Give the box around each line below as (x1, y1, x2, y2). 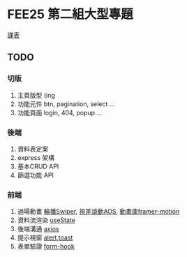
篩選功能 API (17, 170, 54, 179)
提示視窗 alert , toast (17, 233, 73, 242)
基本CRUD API (17, 162, 59, 170)
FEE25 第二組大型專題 (7, 6, 134, 22)
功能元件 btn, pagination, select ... (17, 99, 115, 108)
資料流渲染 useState (17, 216, 75, 224)
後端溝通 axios (17, 225, 59, 233)
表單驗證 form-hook (17, 242, 75, 251)
